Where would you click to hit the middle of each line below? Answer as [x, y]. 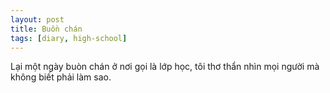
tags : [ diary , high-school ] [69, 38]
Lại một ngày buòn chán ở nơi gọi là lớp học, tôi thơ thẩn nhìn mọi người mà [165, 67]
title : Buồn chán [46, 29]
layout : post [37, 19]
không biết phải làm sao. [61, 77]
